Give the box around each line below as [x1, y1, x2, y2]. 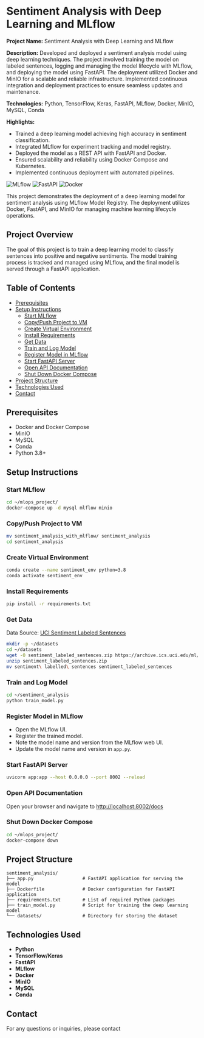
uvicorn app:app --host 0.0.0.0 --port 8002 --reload [6, 774, 146, 781]
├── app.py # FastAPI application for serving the [6, 876, 183, 882]
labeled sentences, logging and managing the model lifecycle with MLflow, [6, 62, 193, 69]
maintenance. [6, 88, 41, 95]
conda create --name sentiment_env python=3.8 [6, 567, 126, 574]
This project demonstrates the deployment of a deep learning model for [6, 192, 186, 199]
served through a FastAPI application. [6, 265, 100, 272]
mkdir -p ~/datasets [6, 641, 59, 647]
